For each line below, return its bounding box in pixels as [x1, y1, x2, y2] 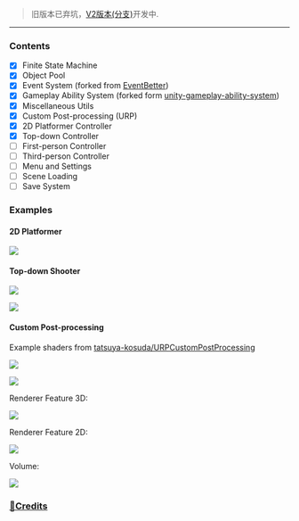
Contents [9, 39, 51, 52]
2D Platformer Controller [21, 120, 113, 131]
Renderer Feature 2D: [9, 426, 88, 437]
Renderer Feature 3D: [9, 393, 89, 403]
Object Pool [21, 70, 66, 81]
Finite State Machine [21, 60, 98, 70]
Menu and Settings [21, 161, 92, 171]
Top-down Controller [21, 130, 100, 141]
